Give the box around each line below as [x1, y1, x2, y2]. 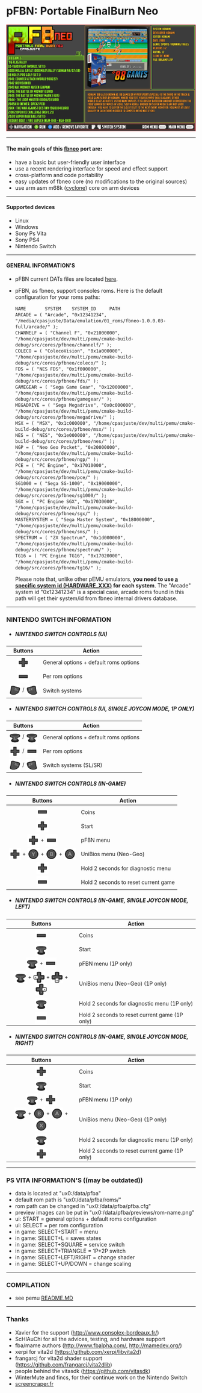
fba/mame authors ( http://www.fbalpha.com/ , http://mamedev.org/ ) [14, 1342, 182, 1349]
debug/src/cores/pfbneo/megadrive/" [14, 415, 107, 421]
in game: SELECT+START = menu [14, 1228, 99, 1236]
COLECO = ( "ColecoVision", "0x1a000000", [14, 348, 123, 354]
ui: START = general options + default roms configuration [14, 1215, 157, 1222]
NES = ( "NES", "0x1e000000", [14, 433, 91, 439]
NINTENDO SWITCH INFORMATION [6, 615, 111, 624]
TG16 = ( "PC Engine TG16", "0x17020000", [14, 553, 123, 559]
